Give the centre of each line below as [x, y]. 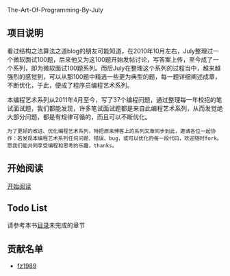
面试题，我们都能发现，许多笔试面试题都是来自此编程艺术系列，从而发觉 [115, 108]
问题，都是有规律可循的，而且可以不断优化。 [88, 116]
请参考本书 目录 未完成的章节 [46, 225]
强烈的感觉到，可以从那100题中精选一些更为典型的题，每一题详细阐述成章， [114, 76]
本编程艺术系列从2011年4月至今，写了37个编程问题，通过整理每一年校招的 [112, 99]
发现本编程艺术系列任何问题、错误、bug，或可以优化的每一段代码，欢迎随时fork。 [122, 138]
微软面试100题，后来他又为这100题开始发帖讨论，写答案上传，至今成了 [113, 59]
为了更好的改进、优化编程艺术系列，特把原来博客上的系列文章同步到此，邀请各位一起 [109, 131]
